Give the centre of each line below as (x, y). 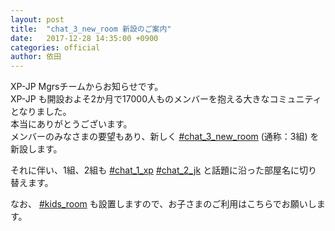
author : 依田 (36, 57)
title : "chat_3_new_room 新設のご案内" (91, 29)
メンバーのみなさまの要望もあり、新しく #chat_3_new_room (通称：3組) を (165, 137)
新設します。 (36, 149)
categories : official (55, 47)
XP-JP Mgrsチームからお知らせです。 (87, 87)
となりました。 (41, 112)
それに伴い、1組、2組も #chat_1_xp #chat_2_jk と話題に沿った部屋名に (155, 170)
